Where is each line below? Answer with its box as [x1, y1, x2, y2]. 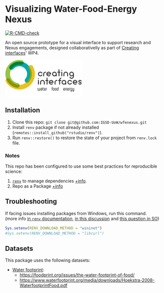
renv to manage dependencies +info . [12, 178, 87, 184]
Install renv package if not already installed [12, 124, 99, 130]
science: [5, 169, 23, 174]
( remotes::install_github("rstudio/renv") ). [12, 129, 103, 135]
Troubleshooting [5, 197, 57, 206]
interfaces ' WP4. [5, 50, 39, 56]
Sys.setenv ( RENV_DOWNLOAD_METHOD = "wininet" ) [5, 225, 102, 231]
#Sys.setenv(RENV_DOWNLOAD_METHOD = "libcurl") [5, 231, 105, 236]
